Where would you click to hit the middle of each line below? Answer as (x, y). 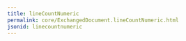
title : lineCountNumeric (43, 14)
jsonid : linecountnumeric (45, 26)
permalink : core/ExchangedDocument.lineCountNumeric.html (93, 20)
